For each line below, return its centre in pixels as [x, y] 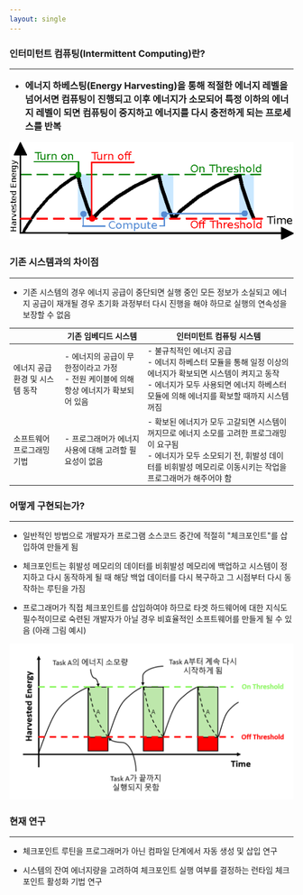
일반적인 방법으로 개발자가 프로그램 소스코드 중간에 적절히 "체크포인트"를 [150, 535]
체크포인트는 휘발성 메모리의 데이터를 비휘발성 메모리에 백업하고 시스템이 [150, 566]
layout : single [38, 19]
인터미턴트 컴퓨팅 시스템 [219, 336]
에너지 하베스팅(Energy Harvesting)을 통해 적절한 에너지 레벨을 [156, 86]
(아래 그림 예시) [59, 630]
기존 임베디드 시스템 [102, 336]
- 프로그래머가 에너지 [102, 438]
